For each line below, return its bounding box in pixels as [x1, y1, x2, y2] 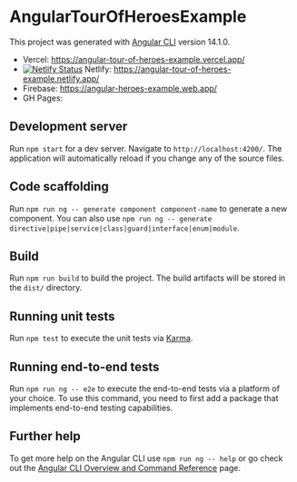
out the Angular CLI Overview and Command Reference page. [9, 462, 242, 473]
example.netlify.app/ [22, 73, 100, 84]
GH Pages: [22, 93, 64, 103]
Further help [9, 428, 82, 444]
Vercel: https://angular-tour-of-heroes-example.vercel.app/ [22, 54, 245, 64]
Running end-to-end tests [9, 359, 160, 374]
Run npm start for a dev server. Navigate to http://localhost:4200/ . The [9, 143, 282, 153]
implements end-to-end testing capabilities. [9, 402, 173, 413]
